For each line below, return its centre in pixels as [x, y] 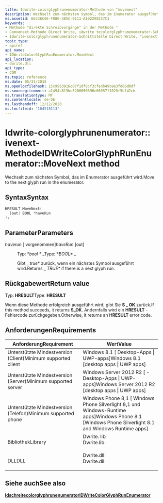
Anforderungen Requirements [50, 330]
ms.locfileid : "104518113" [32, 109]
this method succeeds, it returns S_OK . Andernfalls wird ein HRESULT [75, 310]
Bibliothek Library [27, 442]
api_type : [15, 68]
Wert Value [119, 344]
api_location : [19, 59]
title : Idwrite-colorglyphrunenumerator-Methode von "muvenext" [71, 9]
